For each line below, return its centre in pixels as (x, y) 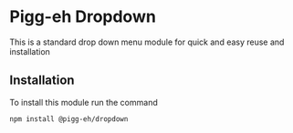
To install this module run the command (84, 102)
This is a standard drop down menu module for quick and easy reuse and (147, 42)
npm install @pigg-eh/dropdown (69, 119)
